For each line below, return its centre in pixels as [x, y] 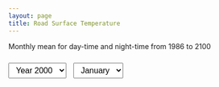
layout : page [30, 16]
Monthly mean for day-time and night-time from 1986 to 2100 [110, 46]
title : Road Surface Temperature [64, 23]
